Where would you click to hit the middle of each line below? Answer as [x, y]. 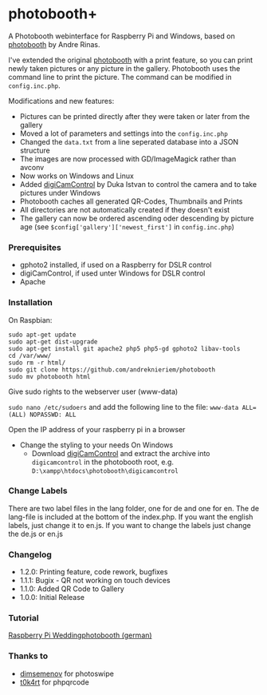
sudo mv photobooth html [49, 376]
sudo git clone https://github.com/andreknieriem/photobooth [112, 369]
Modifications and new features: [61, 101]
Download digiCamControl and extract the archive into [121, 453]
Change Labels [38, 490]
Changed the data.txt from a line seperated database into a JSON [129, 141]
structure [35, 150]
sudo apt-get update [43, 335]
